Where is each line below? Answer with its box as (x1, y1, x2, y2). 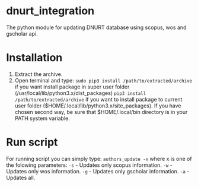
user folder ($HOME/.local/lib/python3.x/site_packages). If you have (14, 102, 182, 109)
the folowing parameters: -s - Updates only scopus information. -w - (6, 161, 173, 169)
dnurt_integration (6, 4, 95, 18)
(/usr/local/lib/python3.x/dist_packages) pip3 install (14, 89, 146, 96)
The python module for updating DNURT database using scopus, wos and (6, 24, 187, 31)
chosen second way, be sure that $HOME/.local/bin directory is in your (14, 108, 188, 115)
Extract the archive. (14, 70, 63, 78)
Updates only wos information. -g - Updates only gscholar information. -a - (6, 167, 190, 175)
